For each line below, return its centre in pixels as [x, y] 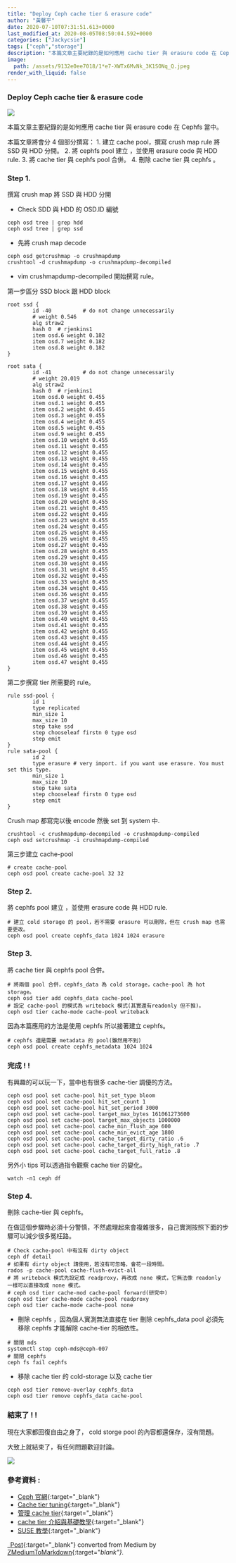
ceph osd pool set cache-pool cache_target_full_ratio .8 [94, 1151]
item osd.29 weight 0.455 [71, 557]
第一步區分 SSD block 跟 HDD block [59, 291]
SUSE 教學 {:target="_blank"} [59, 1531]
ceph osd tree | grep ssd [45, 229]
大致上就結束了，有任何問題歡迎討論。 [63, 1447]
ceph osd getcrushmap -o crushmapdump [64, 257]
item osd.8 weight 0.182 [69, 348]
